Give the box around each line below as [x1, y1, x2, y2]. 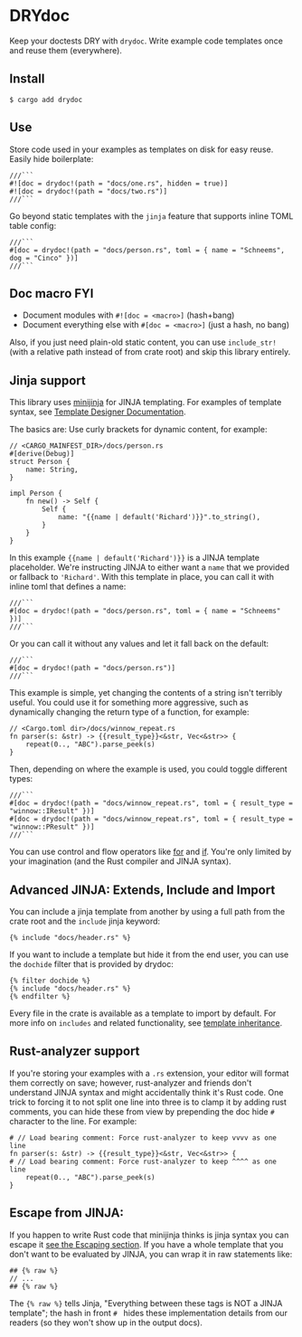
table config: [9, 220, 57, 231]
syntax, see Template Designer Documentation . [9, 406, 186, 417]
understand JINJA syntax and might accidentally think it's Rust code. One [9, 1086, 284, 1097]
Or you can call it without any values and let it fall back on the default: [9, 639, 269, 650]
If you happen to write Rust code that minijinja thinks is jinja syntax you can [9, 1229, 289, 1240]
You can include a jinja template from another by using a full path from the [9, 906, 286, 916]
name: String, [25, 465, 79, 475]
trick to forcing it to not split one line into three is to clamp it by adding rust [9, 1096, 288, 1107]
